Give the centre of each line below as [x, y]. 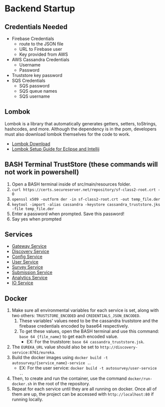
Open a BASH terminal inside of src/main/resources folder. [71, 184]
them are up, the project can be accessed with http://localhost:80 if [83, 394]
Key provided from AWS [43, 54]
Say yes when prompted [37, 219]
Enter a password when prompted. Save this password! [68, 214]
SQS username [35, 96]
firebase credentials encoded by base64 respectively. [74, 326]
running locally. [27, 400]
